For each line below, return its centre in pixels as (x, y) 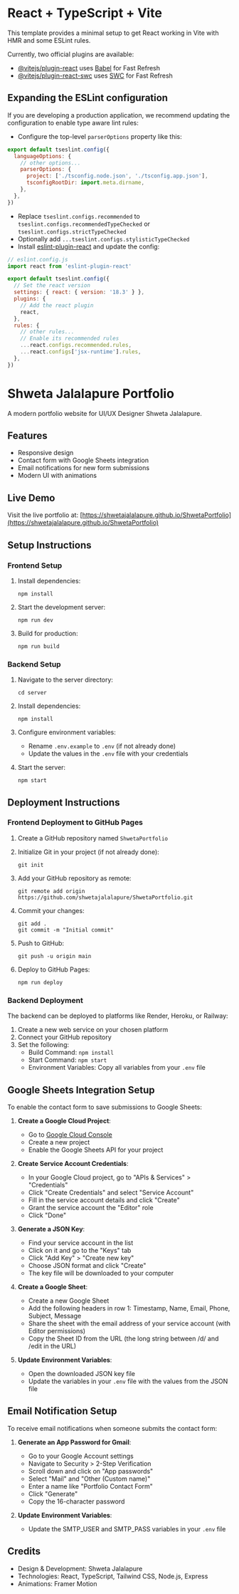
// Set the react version (52, 286)
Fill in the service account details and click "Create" (104, 1200)
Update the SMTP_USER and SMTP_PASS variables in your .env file (127, 1528)
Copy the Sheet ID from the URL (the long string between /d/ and (123, 1338)
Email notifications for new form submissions (84, 468)
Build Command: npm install (71, 1053)
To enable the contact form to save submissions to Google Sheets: (105, 1107)
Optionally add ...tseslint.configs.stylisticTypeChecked (103, 239)
